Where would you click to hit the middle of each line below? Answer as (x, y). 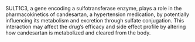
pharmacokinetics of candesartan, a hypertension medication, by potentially (97, 14)
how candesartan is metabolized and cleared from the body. (78, 33)
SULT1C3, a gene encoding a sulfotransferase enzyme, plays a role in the (94, 8)
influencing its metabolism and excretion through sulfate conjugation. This (95, 20)
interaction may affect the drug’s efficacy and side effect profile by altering (96, 26)
